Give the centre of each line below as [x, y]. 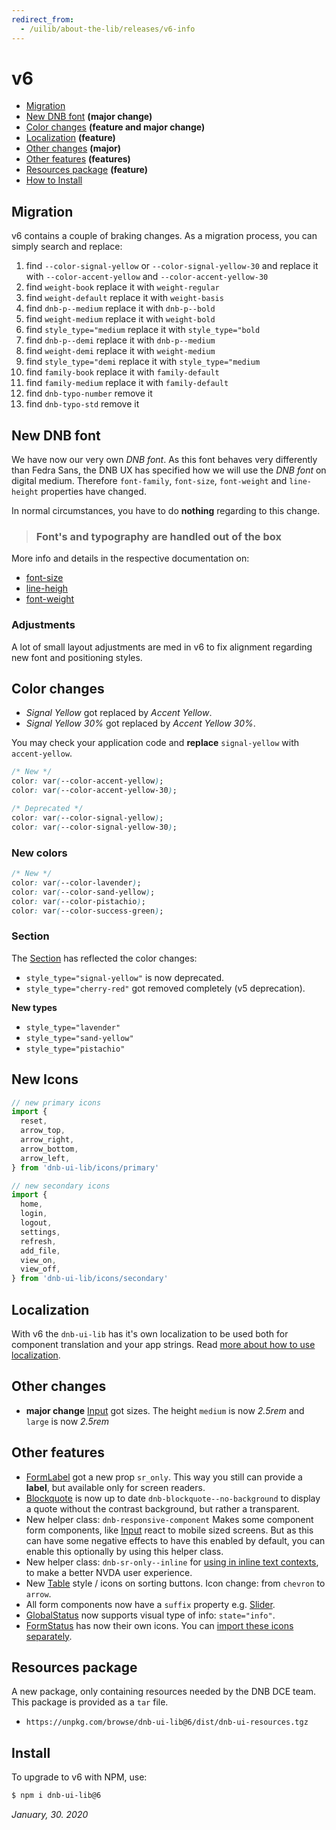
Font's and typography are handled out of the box [158, 536]
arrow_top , [43, 1131]
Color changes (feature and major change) [115, 127]
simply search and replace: [67, 247]
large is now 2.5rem [67, 1421]
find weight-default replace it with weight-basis [124, 298]
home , [32, 1204]
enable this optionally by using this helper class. [124, 1551]
